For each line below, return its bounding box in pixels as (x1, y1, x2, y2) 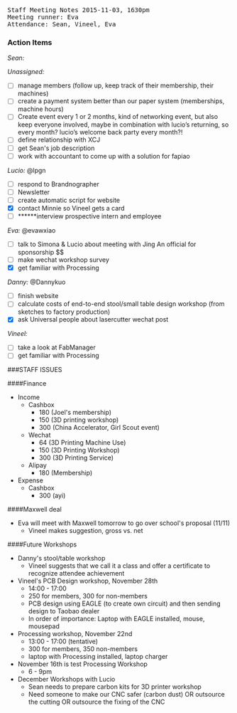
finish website (17, 292, 59, 300)
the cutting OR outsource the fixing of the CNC (28, 697, 165, 707)
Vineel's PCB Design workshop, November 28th (17, 576, 158, 586)
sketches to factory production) (17, 307, 111, 316)
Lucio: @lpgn (7, 166, 46, 174)
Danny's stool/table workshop (17, 554, 106, 563)
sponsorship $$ (17, 248, 65, 257)
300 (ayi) (38, 491, 66, 500)
